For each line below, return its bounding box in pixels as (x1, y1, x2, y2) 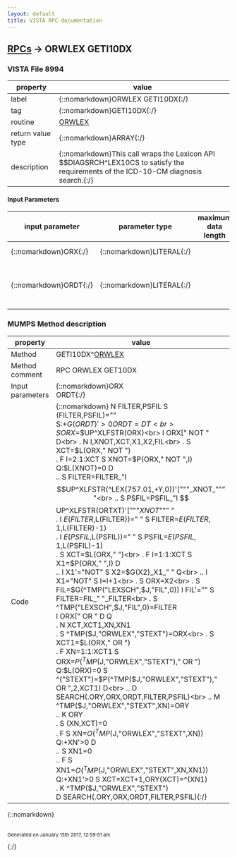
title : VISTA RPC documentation (7, 17, 102, 24)
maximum (197, 213, 232, 223)
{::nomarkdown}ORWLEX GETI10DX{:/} (59, 95, 189, 104)
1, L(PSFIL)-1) (56, 540, 104, 550)
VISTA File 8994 (7, 64, 64, 74)
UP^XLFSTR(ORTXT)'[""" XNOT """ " (56, 505, 175, 515)
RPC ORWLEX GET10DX (56, 365, 138, 375)
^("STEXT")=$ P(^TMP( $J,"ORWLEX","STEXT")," (56, 674, 218, 684)
